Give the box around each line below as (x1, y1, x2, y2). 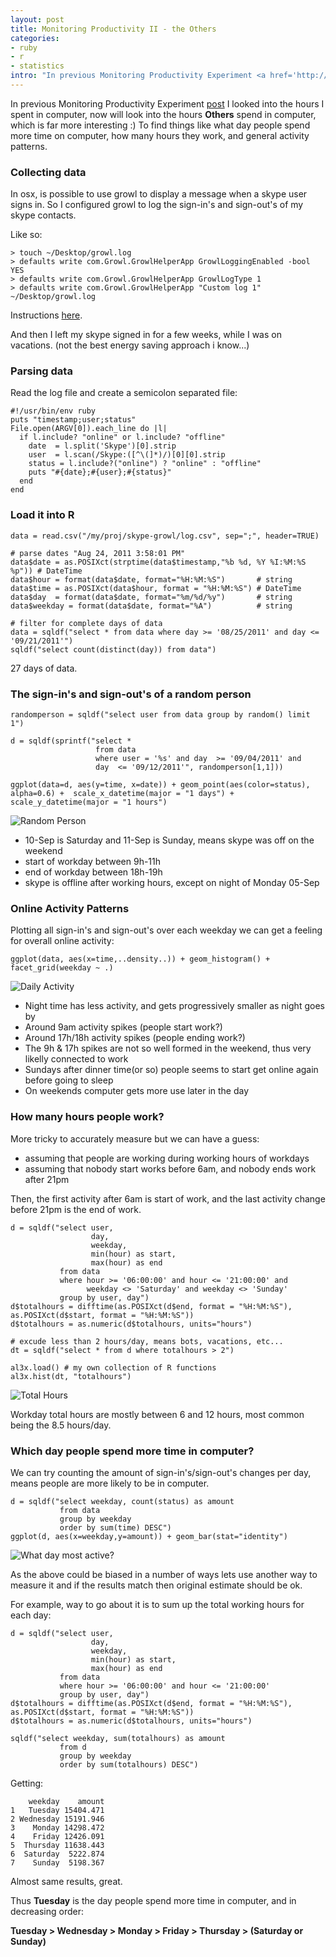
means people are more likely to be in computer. (10, 1477, 210, 1489)
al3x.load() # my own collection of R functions (10, 1362, 217, 1373)
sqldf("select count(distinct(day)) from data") (10, 644, 217, 655)
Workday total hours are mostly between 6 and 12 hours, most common (10, 1408, 305, 1420)
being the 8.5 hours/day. (10, 1419, 112, 1431)
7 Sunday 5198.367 (10, 1857, 105, 1868)
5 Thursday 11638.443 (10, 1840, 105, 1850)
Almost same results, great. (10, 1875, 123, 1887)
